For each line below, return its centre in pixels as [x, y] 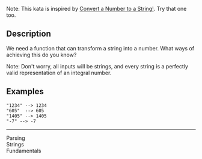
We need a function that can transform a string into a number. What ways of [100, 48]
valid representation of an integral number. [59, 73]
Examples [25, 91]
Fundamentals [24, 151]
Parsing [16, 138]
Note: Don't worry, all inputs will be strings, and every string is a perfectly [97, 66]
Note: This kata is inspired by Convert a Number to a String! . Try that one [96, 9]
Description [29, 34]
